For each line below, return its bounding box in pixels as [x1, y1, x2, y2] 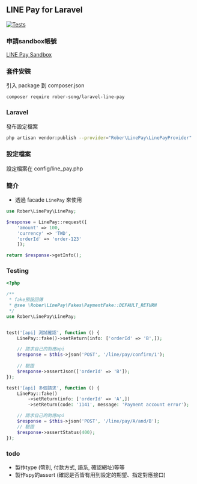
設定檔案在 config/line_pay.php [6, 165, 83, 172]
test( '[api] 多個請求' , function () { [6, 385, 100, 391]
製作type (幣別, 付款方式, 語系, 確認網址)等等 [14, 464, 125, 471]
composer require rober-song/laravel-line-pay [6, 94, 125, 100]
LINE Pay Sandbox [6, 51, 52, 58]
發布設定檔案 [6, 123, 38, 130]
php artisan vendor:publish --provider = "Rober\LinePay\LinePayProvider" [6, 135, 192, 141]
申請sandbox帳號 [6, 37, 57, 45]
